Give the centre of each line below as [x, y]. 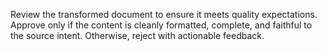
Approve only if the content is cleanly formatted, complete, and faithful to [161, 25]
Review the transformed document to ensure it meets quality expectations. [164, 14]
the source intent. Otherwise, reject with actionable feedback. [137, 35]
